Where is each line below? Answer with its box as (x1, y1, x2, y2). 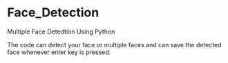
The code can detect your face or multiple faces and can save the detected (7, 40, 222, 49)
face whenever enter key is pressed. (7, 48, 111, 56)
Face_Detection (7, 5, 99, 21)
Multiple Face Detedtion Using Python (7, 27, 115, 36)
